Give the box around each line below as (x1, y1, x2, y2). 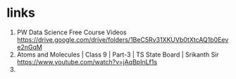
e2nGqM (16, 43, 43, 51)
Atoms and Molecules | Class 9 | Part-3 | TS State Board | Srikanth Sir (16, 50, 219, 59)
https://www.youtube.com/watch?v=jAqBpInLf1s (16, 57, 158, 66)
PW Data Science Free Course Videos (16, 28, 128, 36)
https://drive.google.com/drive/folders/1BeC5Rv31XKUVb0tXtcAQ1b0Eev (16, 35, 229, 43)
